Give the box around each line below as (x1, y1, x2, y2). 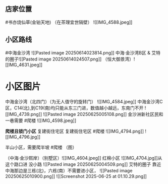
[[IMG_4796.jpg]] (5, 134, 41, 140)
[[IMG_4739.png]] (5, 111, 42, 117)
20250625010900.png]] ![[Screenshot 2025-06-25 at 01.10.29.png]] (5, 173, 147, 179)
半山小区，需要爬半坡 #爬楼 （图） (5, 144, 77, 150)
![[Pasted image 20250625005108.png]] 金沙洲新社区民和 (42, 111, 163, 117)
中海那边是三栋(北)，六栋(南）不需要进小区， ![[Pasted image (5, 167, 133, 173)
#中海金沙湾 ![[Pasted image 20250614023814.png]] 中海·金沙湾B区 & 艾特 (5, 49, 160, 55)
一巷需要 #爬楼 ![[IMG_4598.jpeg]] (5, 117, 77, 124)
